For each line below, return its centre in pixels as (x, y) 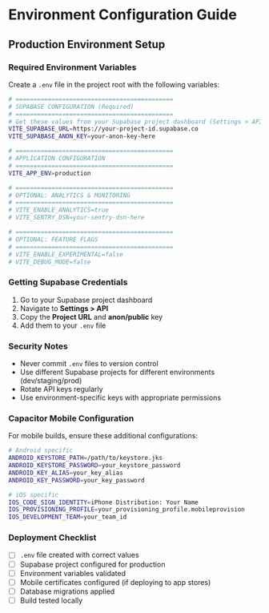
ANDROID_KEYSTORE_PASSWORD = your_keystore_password (94, 466)
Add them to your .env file (63, 325)
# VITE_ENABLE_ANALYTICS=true (59, 210)
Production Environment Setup (87, 44)
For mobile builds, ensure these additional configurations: (103, 436)
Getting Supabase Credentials (68, 282)
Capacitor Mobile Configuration (71, 418)
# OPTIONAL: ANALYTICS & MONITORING (69, 195)
